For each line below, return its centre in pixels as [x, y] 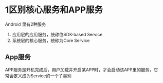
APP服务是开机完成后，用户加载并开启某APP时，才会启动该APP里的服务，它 [81, 69]
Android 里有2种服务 [26, 24]
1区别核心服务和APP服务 [54, 10]
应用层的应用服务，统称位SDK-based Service [57, 34]
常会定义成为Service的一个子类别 [38, 76]
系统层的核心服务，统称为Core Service [51, 40]
